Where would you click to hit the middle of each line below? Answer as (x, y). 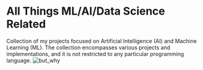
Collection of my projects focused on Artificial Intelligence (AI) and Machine (102, 41)
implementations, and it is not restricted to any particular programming (95, 54)
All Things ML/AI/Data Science (86, 11)
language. (19, 60)
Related (26, 24)
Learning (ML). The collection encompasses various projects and (88, 47)
